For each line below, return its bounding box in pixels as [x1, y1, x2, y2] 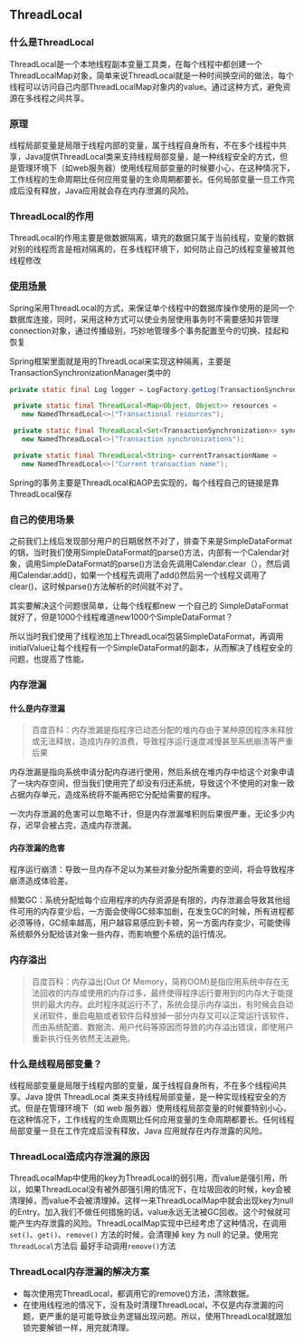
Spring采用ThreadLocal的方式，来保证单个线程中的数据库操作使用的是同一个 [9, 302, 295, 313]
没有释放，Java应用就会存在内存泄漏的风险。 [24, 185, 195, 196]
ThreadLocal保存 [9, 488, 72, 499]
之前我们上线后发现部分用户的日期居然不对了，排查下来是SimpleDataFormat [9, 535, 292, 546]
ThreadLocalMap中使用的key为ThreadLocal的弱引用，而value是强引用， [9, 1172, 280, 1183]
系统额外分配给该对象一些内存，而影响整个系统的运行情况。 [9, 929, 232, 940]
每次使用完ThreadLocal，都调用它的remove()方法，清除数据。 [22, 1287, 255, 1298]
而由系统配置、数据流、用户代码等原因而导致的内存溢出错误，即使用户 [31, 1021, 294, 1033]
